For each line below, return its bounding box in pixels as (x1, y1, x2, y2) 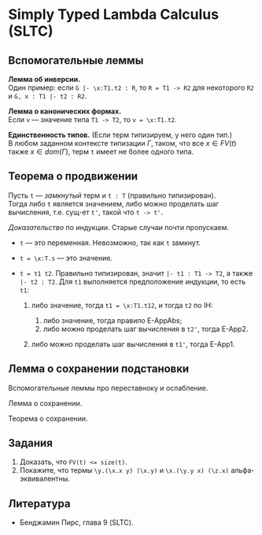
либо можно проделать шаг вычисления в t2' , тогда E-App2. (42, 324, 249, 333)
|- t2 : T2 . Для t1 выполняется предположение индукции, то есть (19, 277, 246, 286)
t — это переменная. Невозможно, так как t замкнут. (19, 238, 201, 247)
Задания (8, 437, 54, 450)
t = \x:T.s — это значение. (19, 253, 113, 262)
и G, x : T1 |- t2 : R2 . (8, 91, 87, 100)
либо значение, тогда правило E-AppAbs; (42, 315, 183, 325)
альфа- (231, 466, 255, 475)
